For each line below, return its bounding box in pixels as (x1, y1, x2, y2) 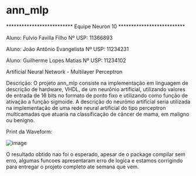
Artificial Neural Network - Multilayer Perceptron (6, 68, 123, 75)
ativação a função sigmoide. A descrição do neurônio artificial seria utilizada (6, 98, 191, 105)
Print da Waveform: (6, 128, 53, 135)
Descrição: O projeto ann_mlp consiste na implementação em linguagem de (6, 80, 188, 87)
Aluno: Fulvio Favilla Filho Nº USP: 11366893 (6, 34, 113, 41)
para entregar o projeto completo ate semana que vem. (6, 163, 139, 170)
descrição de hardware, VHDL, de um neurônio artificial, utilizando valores (6, 85, 185, 92)
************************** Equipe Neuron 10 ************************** (6, 23, 185, 30)
